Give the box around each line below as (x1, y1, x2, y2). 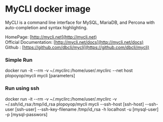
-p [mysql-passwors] (5, 111, 48, 117)
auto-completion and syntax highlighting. (5, 24, 88, 30)
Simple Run (5, 56, 33, 63)
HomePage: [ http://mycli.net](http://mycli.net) (5, 34, 97, 40)
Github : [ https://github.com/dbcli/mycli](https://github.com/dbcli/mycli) (5, 44, 150, 50)
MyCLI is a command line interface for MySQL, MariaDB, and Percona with (5, 19, 155, 25)
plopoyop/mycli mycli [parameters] (5, 73, 76, 79)
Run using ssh (5, 85, 40, 92)
